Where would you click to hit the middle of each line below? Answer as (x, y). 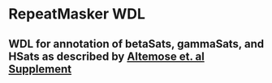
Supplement (40, 69)
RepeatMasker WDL (77, 14)
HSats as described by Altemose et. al (106, 56)
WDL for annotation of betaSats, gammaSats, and (136, 44)
